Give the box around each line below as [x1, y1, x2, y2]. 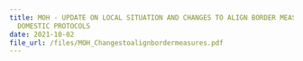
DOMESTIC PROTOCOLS [17, 22, 91, 30]
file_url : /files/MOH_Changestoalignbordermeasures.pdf [9, 38, 224, 48]
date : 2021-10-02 [9, 30, 75, 39]
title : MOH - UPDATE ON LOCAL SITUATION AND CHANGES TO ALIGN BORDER [9, 13, 277, 22]
